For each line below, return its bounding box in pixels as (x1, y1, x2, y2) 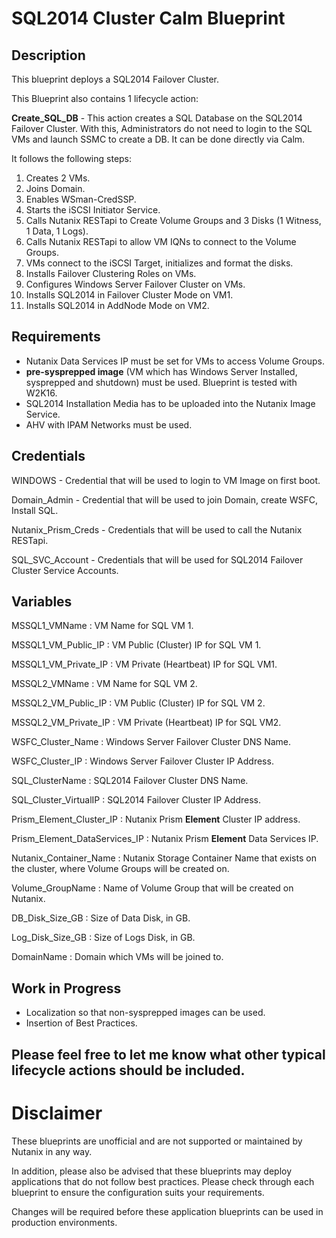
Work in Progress (11, 980, 122, 997)
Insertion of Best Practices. (25, 1017, 138, 1029)
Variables (11, 593, 73, 611)
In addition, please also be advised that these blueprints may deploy (11, 1165, 293, 1177)
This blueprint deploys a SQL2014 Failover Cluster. (11, 73, 220, 85)
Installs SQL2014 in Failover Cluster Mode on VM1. (25, 289, 234, 301)
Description (11, 47, 86, 64)
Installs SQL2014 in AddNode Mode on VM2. (25, 300, 210, 311)
